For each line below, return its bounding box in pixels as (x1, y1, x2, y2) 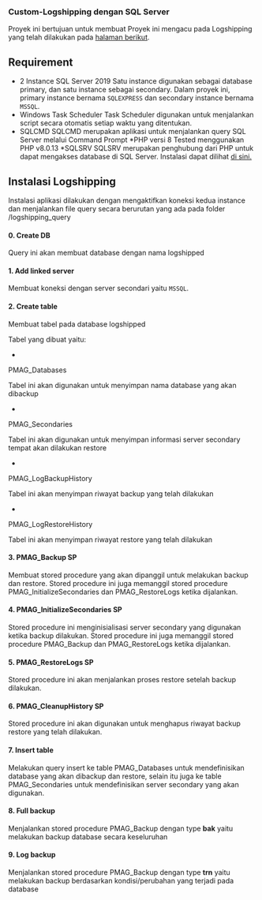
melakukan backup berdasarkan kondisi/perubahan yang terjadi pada (8, 876, 234, 885)
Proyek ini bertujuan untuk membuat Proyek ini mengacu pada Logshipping (8, 24, 253, 34)
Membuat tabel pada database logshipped (8, 319, 146, 329)
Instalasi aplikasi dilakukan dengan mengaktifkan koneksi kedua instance (8, 196, 246, 205)
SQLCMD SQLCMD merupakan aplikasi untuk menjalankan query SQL (19, 127, 246, 136)
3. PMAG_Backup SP (8, 553, 77, 562)
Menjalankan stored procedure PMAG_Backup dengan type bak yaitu (8, 823, 234, 833)
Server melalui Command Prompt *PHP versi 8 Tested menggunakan (19, 135, 245, 144)
